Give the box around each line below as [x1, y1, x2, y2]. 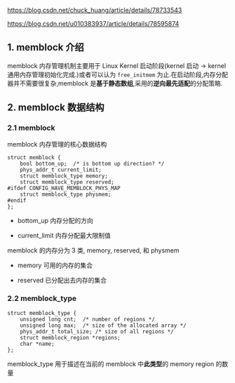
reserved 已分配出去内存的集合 [17, 276, 107, 284]
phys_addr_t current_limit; [20, 166, 102, 173]
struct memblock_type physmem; [20, 191, 112, 198]
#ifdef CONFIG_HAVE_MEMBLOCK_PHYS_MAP [7, 184, 121, 191]
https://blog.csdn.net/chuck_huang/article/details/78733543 [7, 6, 182, 14]
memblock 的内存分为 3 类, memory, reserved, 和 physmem [7, 246, 180, 255]
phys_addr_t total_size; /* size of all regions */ [20, 328, 174, 335]
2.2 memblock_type [7, 294, 77, 304]
